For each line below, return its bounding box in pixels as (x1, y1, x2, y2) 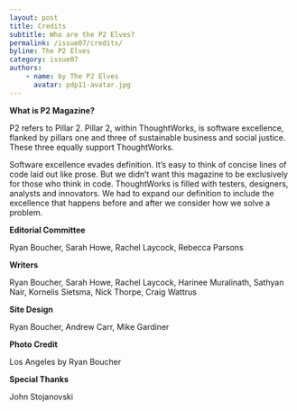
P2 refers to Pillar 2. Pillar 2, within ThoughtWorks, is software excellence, (9, 123, 284, 133)
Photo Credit (9, 339, 59, 350)
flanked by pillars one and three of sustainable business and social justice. (9, 132, 286, 142)
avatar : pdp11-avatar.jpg (32, 80, 131, 89)
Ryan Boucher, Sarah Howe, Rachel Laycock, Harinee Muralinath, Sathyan (9, 277, 284, 288)
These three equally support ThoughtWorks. (9, 142, 174, 152)
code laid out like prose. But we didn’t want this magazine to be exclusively (9, 169, 289, 179)
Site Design (9, 304, 54, 315)
